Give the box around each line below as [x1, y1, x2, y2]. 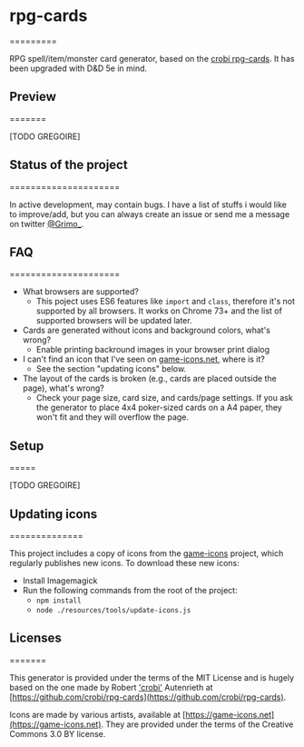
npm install [35, 596, 82, 605]
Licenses [9, 631, 62, 646]
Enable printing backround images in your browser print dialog [35, 344, 270, 355]
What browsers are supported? [22, 286, 139, 297]
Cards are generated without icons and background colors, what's [22, 324, 270, 336]
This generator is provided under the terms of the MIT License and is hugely [9, 672, 295, 682]
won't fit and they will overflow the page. [35, 412, 189, 423]
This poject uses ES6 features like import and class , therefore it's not [35, 296, 295, 307]
